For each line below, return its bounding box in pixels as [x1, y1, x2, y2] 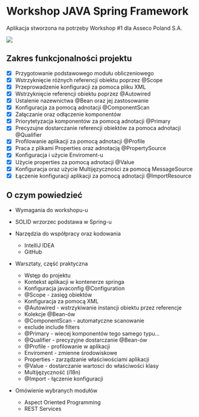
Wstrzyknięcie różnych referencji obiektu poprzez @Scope [15, 76, 163, 83]
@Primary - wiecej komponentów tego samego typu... [24, 329, 160, 337]
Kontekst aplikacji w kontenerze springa [24, 278, 125, 285]
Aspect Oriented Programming [24, 398, 101, 405]
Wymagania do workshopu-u [15, 206, 88, 213]
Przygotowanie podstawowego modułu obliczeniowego [15, 69, 154, 77]
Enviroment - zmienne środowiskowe [24, 349, 117, 356]
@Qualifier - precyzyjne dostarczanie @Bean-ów [24, 336, 147, 343]
